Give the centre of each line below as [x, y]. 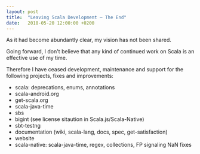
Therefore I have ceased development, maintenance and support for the [95, 70]
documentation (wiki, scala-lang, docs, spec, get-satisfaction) [91, 132]
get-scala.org [31, 100]
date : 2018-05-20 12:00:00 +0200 [50, 23]
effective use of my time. [37, 58]
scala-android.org [37, 94]
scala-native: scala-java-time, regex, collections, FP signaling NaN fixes [103, 145]
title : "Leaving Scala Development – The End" [67, 17]
